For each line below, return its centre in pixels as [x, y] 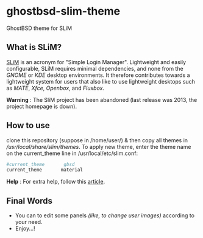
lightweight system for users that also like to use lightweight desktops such [101, 81]
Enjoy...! [25, 229]
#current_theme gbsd [41, 164]
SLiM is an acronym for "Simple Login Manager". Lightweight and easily [96, 62]
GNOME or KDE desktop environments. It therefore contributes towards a [98, 75]
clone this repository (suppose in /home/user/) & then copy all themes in [97, 140]
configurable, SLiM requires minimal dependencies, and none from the [95, 68]
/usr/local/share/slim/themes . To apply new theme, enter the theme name [99, 146]
